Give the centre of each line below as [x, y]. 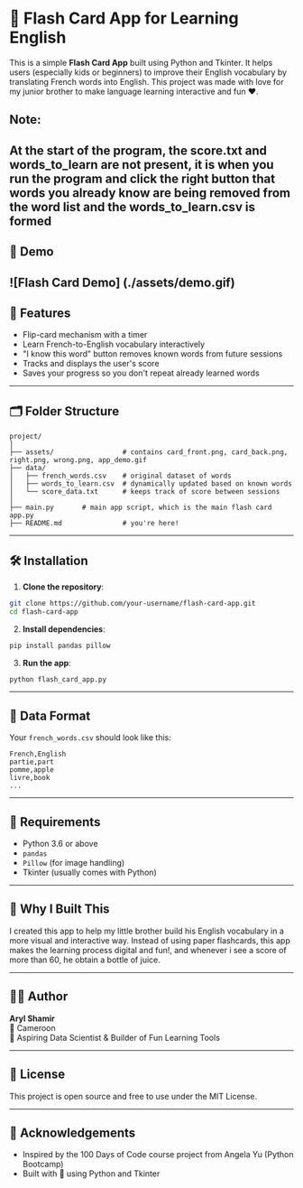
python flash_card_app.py [58, 679]
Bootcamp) [43, 1165]
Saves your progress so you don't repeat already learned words [141, 373]
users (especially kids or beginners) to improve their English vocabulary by [148, 72]
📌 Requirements [55, 822]
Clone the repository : [63, 587]
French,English [38, 754]
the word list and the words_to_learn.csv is [132, 207]
